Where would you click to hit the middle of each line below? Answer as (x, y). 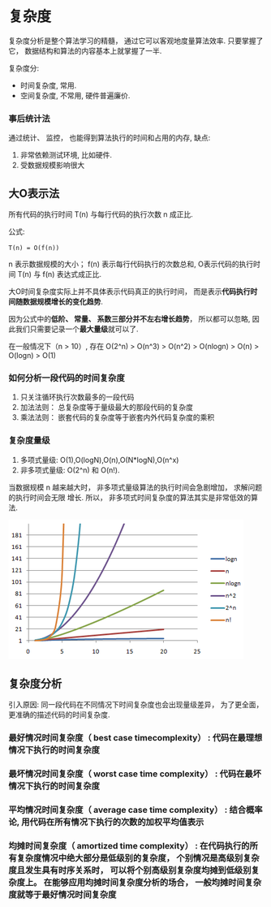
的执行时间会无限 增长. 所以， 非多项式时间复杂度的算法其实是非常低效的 (130, 497)
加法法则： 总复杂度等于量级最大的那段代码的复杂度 (106, 408)
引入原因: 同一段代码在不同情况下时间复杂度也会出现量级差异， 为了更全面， (136, 705)
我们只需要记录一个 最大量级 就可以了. (77, 329)
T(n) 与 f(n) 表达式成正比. (59, 274)
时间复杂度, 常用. (48, 85)
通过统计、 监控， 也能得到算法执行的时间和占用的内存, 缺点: (110, 138)
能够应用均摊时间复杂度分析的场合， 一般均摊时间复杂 (157, 883)
